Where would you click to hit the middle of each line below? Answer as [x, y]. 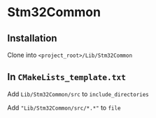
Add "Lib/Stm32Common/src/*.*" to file [64, 107]
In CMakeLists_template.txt [67, 77]
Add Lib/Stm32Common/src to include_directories [78, 94]
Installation [32, 38]
